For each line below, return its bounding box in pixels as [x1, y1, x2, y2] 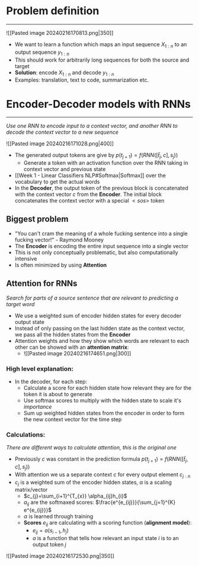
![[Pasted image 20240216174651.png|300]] [23, 349, 131, 357]
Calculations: [6, 431, 46, 439]
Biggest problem [6, 214, 69, 224]
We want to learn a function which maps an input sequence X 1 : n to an [14, 40, 187, 49]
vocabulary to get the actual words [14, 178, 100, 185]
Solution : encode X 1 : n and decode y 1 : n [14, 69, 114, 78]
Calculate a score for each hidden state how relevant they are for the [23, 384, 191, 391]
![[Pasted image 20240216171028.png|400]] [6, 140, 114, 147]
